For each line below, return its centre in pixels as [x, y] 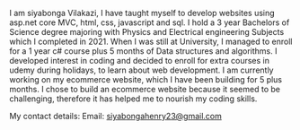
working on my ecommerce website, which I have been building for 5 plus [146, 79]
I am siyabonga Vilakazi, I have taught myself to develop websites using [142, 13]
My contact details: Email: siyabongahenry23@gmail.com [115, 116]
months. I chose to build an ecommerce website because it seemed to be [145, 89]
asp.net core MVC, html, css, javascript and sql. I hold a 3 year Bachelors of [150, 22]
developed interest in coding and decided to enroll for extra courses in [140, 61]
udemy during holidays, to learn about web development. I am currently [141, 70]
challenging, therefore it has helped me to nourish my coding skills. [133, 99]
